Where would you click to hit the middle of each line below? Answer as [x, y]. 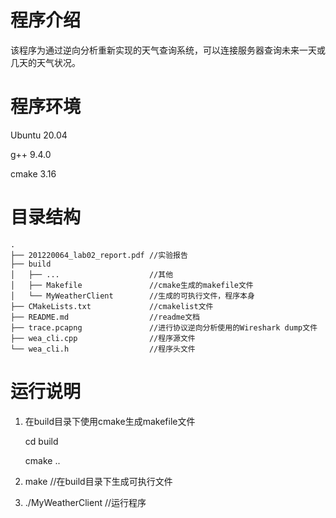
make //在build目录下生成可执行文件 [98, 481]
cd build [41, 441]
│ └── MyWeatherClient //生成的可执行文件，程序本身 [132, 296]
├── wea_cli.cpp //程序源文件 [103, 338]
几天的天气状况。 [45, 62]
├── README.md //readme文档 [105, 317]
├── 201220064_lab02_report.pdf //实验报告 [99, 255]
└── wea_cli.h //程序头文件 [103, 349]
